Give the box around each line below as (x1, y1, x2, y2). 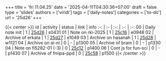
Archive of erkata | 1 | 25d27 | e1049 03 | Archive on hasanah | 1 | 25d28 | (5, 34, 156, 40)
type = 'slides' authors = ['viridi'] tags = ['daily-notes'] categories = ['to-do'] (5, 9, 162, 15)
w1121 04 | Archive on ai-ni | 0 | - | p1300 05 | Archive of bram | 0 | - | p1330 (5, 40, 161, 46)
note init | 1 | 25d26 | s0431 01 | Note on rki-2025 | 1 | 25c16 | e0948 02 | (5, 30, 154, 35)
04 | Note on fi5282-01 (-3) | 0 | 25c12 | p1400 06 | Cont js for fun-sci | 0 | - (5, 45, 161, 51)
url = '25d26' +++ (5, 15, 42, 20)
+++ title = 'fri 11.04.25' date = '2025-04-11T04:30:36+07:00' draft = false (5, 4, 157, 10)
